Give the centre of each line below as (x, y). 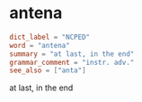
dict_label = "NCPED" (50, 37)
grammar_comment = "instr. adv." (72, 62)
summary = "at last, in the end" (72, 54)
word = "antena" (40, 45)
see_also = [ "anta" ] (48, 70)
